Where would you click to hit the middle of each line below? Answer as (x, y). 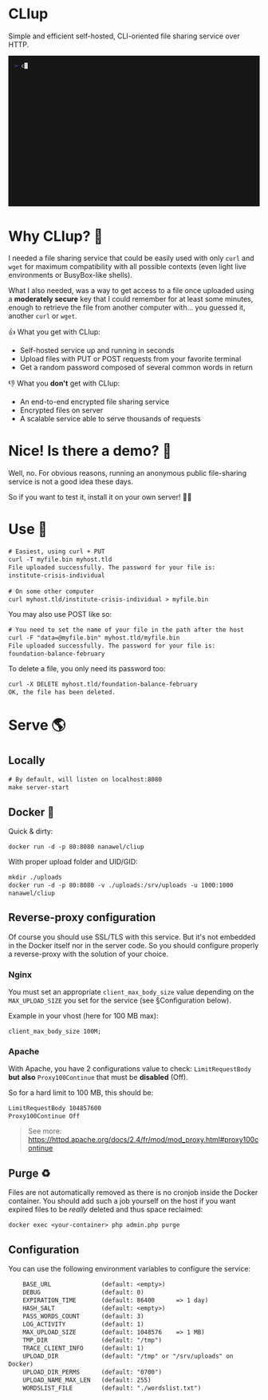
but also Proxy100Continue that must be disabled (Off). (99, 1078)
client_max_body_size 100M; (55, 1032)
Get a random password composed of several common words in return (136, 367)
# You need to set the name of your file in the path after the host (126, 630)
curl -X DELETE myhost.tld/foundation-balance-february (103, 684)
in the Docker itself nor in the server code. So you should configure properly (134, 945)
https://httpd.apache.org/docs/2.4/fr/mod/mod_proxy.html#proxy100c (143, 1140)
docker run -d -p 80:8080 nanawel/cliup (77, 847)
